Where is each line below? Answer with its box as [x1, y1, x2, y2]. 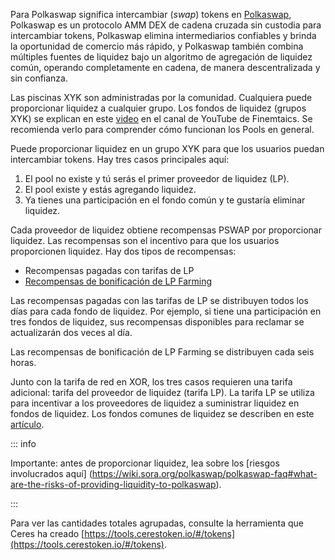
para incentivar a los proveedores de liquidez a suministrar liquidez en [10, 397, 300, 409]
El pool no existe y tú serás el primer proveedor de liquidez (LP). [24, 173, 290, 184]
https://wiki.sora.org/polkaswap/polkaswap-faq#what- [91, 468, 318, 479]
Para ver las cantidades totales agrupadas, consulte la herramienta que [10, 517, 305, 529]
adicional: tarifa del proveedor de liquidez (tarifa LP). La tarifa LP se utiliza [10, 387, 315, 398]
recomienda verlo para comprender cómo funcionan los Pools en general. [10, 124, 315, 135]
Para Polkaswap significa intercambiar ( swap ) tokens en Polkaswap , [10, 9, 292, 20]
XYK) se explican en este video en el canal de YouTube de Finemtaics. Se [10, 113, 313, 124]
